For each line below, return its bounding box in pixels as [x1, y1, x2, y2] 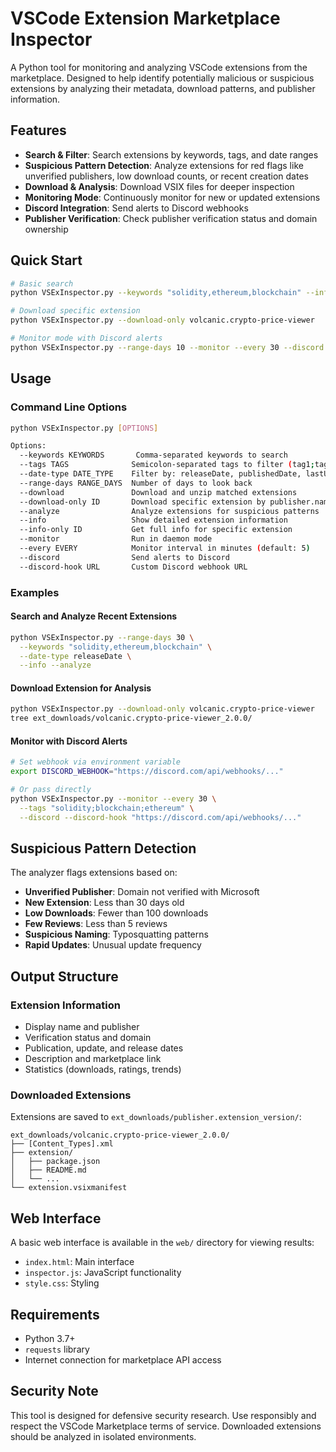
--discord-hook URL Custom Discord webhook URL [19, 562, 248, 572]
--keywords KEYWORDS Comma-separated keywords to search [19, 450, 288, 461]
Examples [10, 585, 60, 599]
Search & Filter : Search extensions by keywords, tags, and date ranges [24, 148, 319, 161]
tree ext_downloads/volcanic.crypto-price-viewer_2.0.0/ [10, 713, 253, 724]
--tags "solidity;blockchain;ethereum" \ [19, 803, 195, 813]
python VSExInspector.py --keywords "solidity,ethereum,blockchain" [10, 288, 302, 298]
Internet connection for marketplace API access [24, 1354, 222, 1366]
